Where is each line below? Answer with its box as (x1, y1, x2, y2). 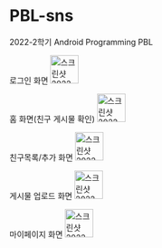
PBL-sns (9, 5, 74, 26)
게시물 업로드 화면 (9, 190, 72, 201)
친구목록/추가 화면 (9, 151, 74, 163)
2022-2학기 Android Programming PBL (9, 36, 154, 47)
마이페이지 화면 (9, 228, 63, 240)
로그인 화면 (9, 74, 49, 86)
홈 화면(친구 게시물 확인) (9, 113, 95, 124)
